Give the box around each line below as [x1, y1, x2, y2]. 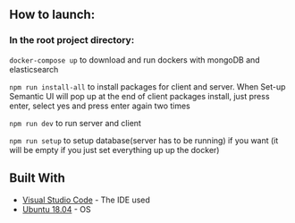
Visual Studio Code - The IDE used [21, 194, 150, 205]
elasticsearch [9, 64, 59, 74]
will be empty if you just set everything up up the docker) [9, 144, 220, 155]
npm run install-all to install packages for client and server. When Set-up [9, 81, 286, 92]
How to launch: [9, 7, 96, 22]
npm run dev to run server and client [9, 117, 141, 128]
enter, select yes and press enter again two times [9, 100, 190, 111]
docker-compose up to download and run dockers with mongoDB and [9, 54, 261, 65]
